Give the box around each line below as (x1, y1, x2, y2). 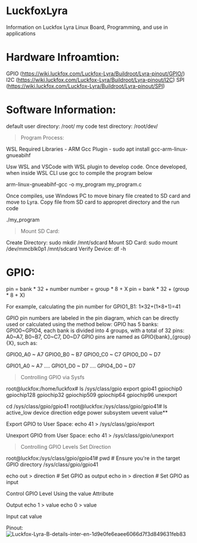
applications (6, 29, 36, 37)
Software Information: (6, 103, 116, 117)
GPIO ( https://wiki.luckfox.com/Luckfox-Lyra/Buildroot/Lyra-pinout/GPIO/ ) (6, 69, 185, 77)
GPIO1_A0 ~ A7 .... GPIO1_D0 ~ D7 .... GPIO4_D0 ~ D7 (6, 362, 136, 369)
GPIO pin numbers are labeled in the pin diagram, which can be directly (6, 314, 179, 322)
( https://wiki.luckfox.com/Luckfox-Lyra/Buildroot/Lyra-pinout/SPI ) (6, 82, 165, 90)
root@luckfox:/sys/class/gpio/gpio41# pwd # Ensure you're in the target (6, 455, 181, 462)
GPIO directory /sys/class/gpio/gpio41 (6, 461, 99, 468)
